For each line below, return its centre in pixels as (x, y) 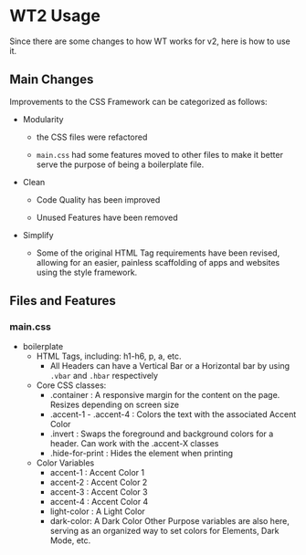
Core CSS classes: (71, 385)
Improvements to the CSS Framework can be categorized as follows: (138, 101)
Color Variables (65, 463)
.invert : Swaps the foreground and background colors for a (162, 434)
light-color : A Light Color (98, 511)
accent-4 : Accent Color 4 (99, 502)
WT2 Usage (55, 16)
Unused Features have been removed (107, 217)
